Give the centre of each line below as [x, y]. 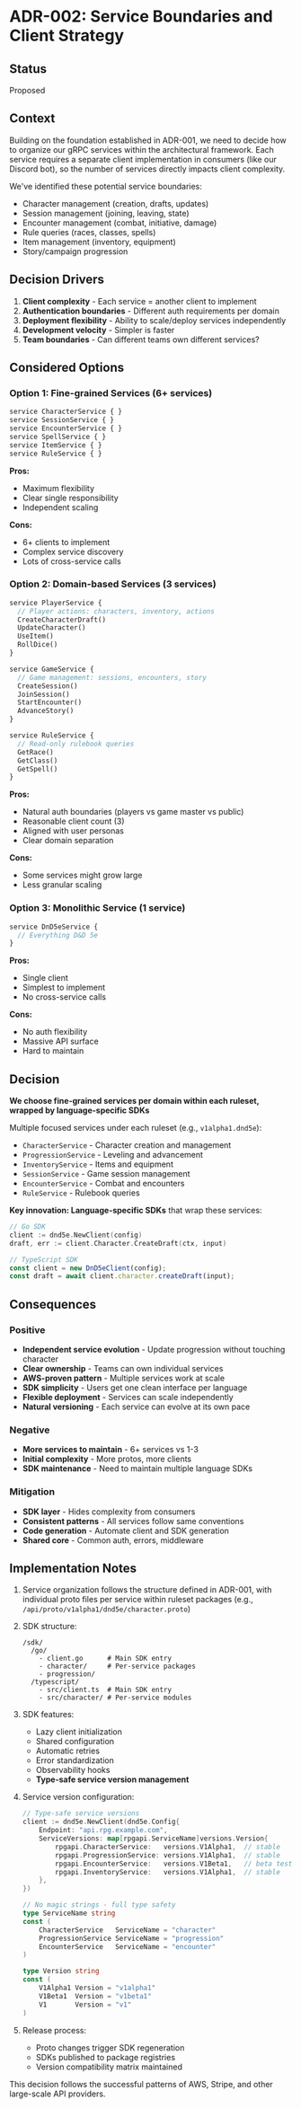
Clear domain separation [68, 841]
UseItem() [35, 636]
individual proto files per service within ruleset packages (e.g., [137, 1600]
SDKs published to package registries [106, 2057]
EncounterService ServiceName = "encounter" [128, 1946]
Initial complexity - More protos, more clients [106, 1459]
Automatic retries [68, 1751]
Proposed [27, 90]
